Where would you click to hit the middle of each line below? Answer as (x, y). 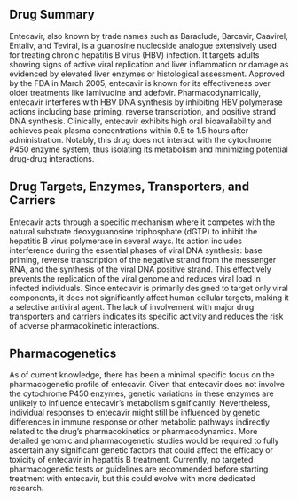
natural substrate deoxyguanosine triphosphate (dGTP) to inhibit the (133, 231)
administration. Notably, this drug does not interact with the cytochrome (141, 139)
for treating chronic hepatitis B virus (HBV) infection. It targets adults (134, 55)
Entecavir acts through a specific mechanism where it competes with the (142, 222)
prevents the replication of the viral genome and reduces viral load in (135, 278)
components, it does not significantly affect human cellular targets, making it (149, 298)
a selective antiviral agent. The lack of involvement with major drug (132, 306)
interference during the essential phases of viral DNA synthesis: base (136, 250)
